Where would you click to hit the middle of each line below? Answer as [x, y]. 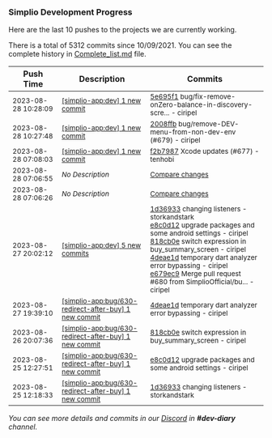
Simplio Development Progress [70, 12]
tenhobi [162, 159]
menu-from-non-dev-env [193, 132]
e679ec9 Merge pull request [195, 274]
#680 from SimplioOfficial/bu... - [202, 282]
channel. [23, 427]
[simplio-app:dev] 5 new [102, 246]
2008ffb [164, 124]
